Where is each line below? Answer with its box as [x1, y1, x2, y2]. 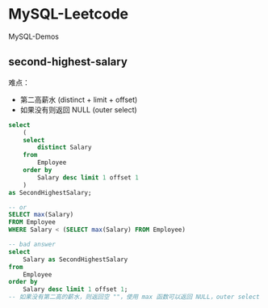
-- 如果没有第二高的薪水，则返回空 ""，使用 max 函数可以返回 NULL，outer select [8, 293, 260, 302]
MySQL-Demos [8, 32, 59, 41]
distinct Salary [37, 143, 92, 152]
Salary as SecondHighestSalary [23, 255, 128, 264]
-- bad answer [8, 240, 57, 248]
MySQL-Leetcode [8, 5, 129, 23]
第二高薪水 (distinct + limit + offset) [19, 95, 138, 104]
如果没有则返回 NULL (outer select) [19, 104, 137, 114]
